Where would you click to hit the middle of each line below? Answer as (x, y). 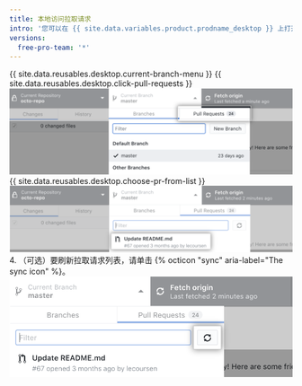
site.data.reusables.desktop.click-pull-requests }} (101, 83)
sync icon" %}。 (40, 272)
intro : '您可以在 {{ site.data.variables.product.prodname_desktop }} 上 (147, 28)
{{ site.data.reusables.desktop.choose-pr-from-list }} (107, 181)
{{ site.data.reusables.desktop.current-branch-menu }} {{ (115, 74)
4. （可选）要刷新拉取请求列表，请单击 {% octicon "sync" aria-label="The (146, 260)
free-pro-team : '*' (54, 48)
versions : (28, 38)
